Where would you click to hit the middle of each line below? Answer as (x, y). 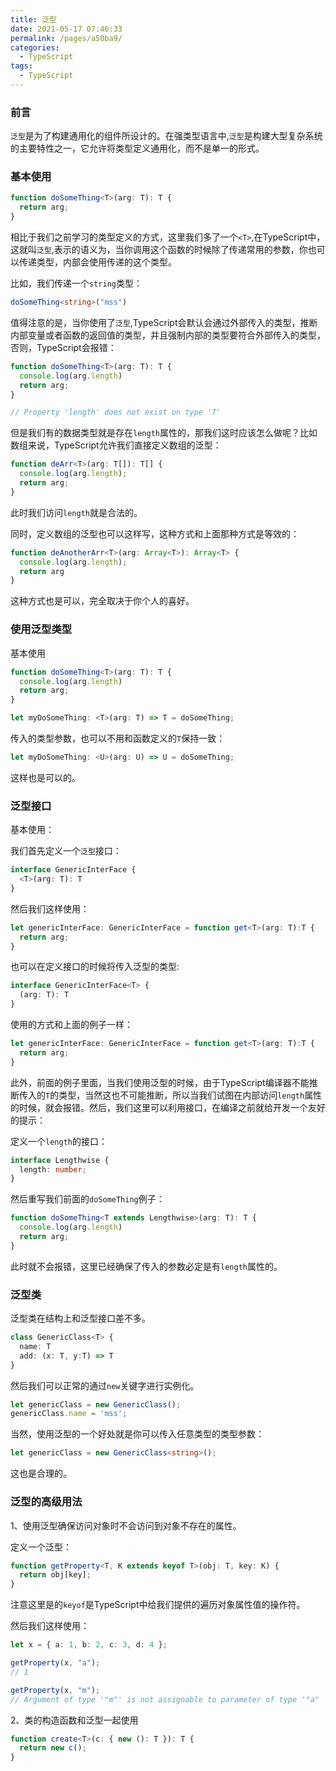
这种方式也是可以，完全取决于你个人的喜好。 (102, 601)
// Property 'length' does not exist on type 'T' (116, 412)
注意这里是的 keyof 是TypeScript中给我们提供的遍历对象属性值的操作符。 (158, 1605)
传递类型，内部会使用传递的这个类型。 (97, 262)
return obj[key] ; (55, 1575)
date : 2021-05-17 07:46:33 (66, 29)
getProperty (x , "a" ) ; (55, 1663)
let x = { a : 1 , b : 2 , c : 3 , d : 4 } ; (89, 1645)
